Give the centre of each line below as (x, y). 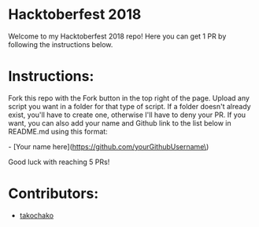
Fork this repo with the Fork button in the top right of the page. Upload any (129, 98)
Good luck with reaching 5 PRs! (59, 162)
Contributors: (54, 194)
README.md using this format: (58, 131)
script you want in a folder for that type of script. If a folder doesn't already (129, 106)
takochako (36, 215)
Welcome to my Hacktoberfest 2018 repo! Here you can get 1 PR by (117, 36)
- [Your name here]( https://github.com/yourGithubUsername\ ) (109, 146)
